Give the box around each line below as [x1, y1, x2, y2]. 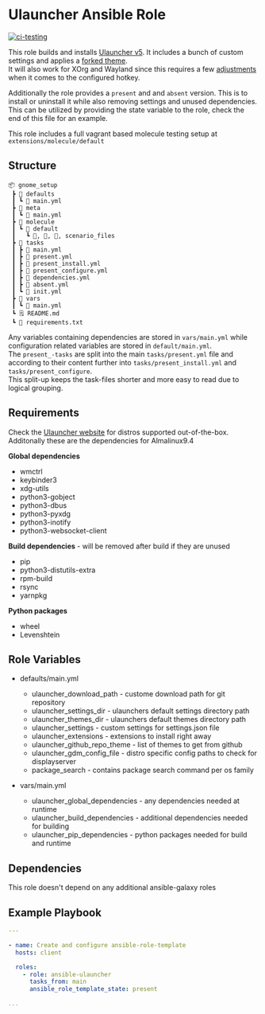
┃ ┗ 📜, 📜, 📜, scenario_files [11, 232, 115, 240]
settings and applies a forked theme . [8, 56, 129, 65]
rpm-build [19, 573, 53, 583]
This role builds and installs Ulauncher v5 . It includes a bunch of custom [8, 47, 244, 57]
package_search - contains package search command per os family [31, 766, 254, 775]
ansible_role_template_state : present [29, 985, 158, 993]
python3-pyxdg [19, 509, 71, 518]
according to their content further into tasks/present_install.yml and [8, 357, 236, 367]
